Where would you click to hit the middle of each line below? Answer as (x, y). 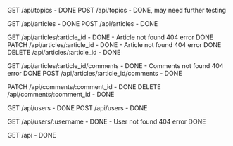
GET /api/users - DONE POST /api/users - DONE (77, 108)
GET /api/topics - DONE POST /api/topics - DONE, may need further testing (117, 10)
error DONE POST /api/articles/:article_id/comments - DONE (95, 73)
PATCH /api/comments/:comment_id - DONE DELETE (84, 87)
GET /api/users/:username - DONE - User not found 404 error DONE (107, 121)
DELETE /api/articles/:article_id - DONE (64, 52)
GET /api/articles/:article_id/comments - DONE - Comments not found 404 (115, 66)
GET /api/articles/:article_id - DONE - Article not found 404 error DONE (111, 37)
